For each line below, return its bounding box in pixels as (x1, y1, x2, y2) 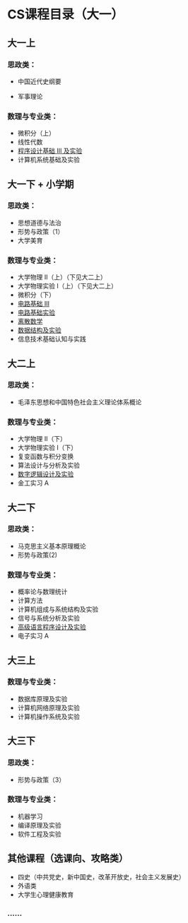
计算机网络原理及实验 (17, 703, 80, 712)
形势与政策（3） (17, 775, 66, 784)
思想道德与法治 (17, 218, 61, 227)
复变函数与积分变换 (17, 452, 74, 461)
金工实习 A (17, 478, 49, 488)
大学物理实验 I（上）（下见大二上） (17, 282, 118, 290)
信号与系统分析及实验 (17, 614, 80, 623)
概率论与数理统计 (17, 587, 68, 596)
